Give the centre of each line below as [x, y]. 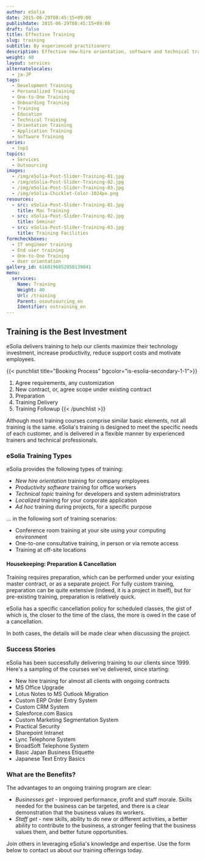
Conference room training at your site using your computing [90, 531]
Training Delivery [37, 402]
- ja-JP [22, 74]
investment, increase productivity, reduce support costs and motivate [94, 353]
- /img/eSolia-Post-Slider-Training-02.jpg [68, 182]
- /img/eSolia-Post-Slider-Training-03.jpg [68, 188]
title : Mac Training [43, 210]
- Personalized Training [43, 91]
